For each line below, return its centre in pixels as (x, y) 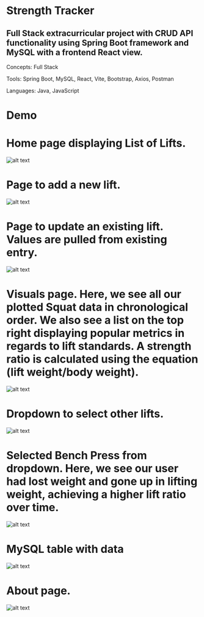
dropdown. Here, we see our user (93, 469)
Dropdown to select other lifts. (85, 414)
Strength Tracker (50, 11)
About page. (38, 590)
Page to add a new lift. (64, 185)
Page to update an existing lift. (85, 227)
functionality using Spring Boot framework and (98, 42)
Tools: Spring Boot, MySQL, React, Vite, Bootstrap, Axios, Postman (90, 79)
